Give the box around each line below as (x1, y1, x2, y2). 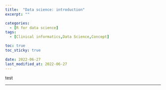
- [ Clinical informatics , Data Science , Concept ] (9, 34, 110, 39)
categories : (5, 21, 30, 26)
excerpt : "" (5, 12, 30, 17)
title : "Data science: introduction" (5, 7, 85, 12)
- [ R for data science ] (9, 25, 58, 30)
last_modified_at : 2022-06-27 (5, 61, 68, 66)
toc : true (5, 43, 26, 48)
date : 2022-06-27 (5, 57, 41, 62)
